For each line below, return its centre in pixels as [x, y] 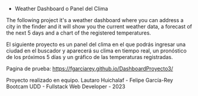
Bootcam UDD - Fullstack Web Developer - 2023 [66, 86]
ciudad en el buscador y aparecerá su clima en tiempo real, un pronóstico [97, 51]
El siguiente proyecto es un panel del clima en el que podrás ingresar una [96, 44]
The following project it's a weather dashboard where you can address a [95, 20]
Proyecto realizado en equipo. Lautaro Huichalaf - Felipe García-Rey [90, 80]
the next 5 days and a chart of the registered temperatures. [79, 33]
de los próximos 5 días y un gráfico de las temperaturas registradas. [90, 57]
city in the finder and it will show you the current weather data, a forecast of [99, 27]
